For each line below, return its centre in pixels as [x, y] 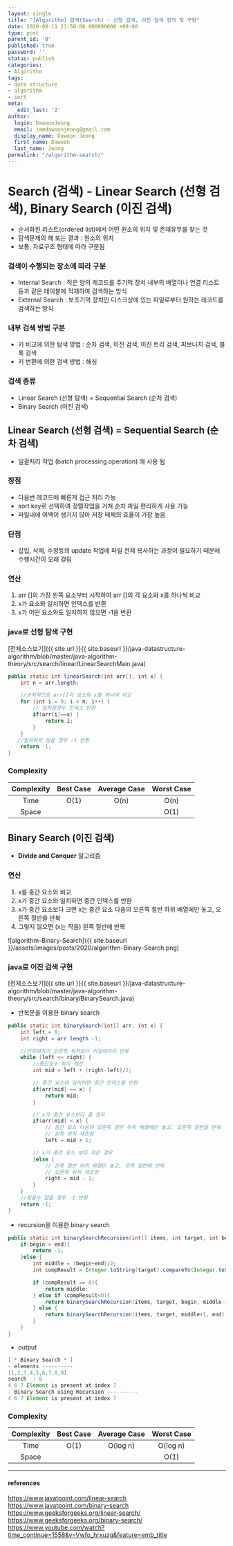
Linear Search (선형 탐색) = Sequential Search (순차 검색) [97, 398]
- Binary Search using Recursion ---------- [73, 1392]
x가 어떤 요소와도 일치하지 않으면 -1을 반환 [75, 612]
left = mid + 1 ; [68, 1141]
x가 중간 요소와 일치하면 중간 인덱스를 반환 [75, 901]
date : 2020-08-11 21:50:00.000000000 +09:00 [73, 26]
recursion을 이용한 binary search [64, 1224]
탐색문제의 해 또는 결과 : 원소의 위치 [66, 238]
